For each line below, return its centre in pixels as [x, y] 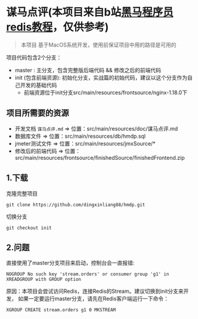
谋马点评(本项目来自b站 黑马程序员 [90, 12]
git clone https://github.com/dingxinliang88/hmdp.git [76, 205]
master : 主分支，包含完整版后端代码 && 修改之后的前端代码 [88, 70]
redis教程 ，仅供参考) [58, 27]
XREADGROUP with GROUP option [44, 280]
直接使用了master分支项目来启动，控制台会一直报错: [70, 263]
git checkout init [29, 228]
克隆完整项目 [22, 193]
